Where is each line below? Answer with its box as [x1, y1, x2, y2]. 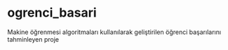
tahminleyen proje [7, 35, 60, 43]
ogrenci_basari [7, 5, 97, 21]
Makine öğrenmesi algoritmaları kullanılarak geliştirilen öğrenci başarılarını [7, 28, 222, 36]
